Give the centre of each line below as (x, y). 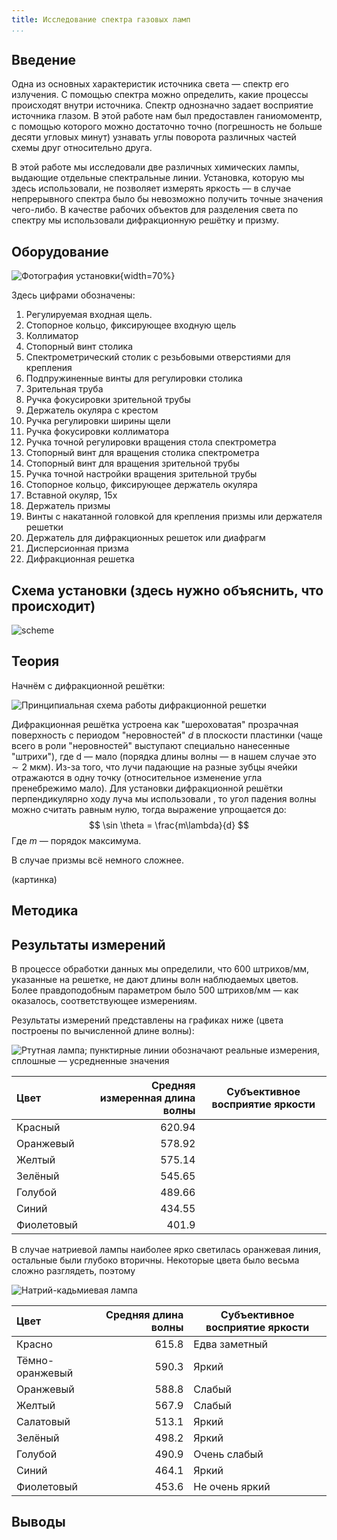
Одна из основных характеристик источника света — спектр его (150, 84)
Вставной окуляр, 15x (71, 495)
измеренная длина (147, 1098)
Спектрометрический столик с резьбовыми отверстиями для (158, 357)
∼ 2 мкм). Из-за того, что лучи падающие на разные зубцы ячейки (154, 767)
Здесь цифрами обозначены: (73, 295)
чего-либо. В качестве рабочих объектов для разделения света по (155, 210)
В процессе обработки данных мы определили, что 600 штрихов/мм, (160, 969)
